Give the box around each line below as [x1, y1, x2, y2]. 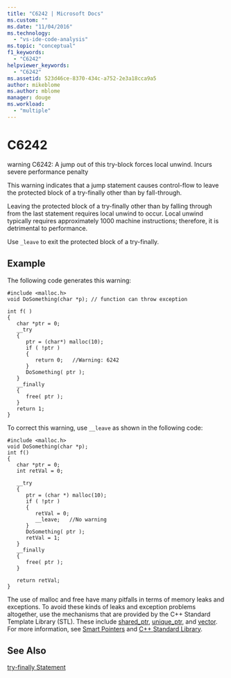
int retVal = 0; [16, 467, 64, 474]
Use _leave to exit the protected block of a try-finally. [7, 237, 160, 245]
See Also [7, 645, 46, 656]
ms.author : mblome [7, 88, 60, 95]
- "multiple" [13, 107, 51, 114]
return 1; [16, 405, 45, 412]
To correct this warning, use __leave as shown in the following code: [7, 423, 203, 432]
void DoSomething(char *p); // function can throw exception [7, 296, 188, 302]
